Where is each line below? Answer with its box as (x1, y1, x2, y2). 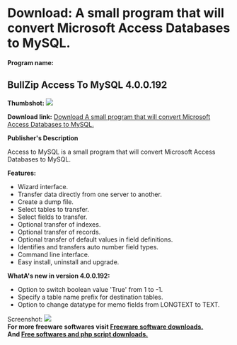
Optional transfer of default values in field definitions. (17, 235, 173, 244)
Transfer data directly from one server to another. (17, 190, 163, 198)
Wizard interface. (17, 182, 69, 191)
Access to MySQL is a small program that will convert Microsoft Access (7, 147, 216, 156)
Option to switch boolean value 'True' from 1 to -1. (17, 285, 163, 293)
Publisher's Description (7, 133, 79, 142)
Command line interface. (17, 250, 90, 259)
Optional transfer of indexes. (17, 220, 101, 228)
